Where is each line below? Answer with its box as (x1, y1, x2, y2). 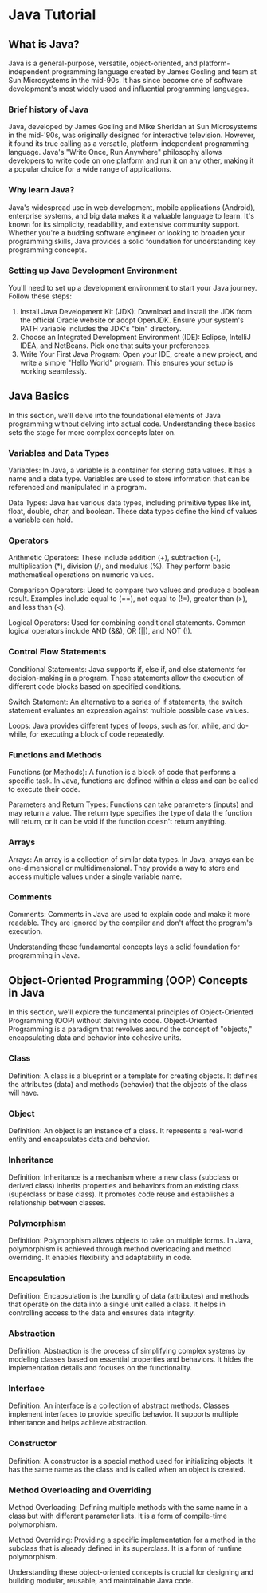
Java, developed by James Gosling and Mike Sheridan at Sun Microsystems (8, 122, 257, 132)
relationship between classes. (8, 1198, 106, 1208)
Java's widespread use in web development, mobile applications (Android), (8, 202, 256, 212)
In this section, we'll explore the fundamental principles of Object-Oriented (8, 1007, 253, 1017)
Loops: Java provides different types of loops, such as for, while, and (8, 721, 235, 730)
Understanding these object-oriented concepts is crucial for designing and (8, 1567, 253, 1577)
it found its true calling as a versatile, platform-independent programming (8, 139, 249, 148)
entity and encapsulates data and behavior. (8, 1134, 150, 1144)
